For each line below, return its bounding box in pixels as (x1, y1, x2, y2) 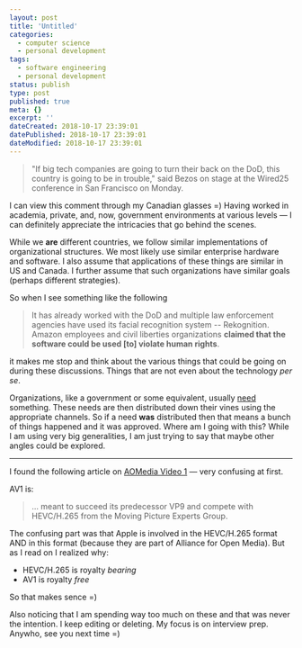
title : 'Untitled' (9, 22, 78, 31)
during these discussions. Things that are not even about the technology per (9, 365, 293, 376)
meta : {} (9, 105, 42, 114)
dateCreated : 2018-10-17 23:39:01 (9, 122, 139, 131)
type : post (9, 88, 50, 97)
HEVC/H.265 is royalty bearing (22, 564, 137, 575)
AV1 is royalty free (22, 573, 90, 585)
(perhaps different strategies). (9, 274, 121, 285)
